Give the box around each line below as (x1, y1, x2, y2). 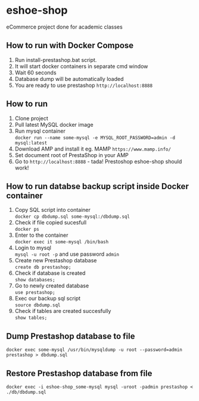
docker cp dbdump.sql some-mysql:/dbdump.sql (14, 214, 130, 220)
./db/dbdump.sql (6, 389, 46, 395)
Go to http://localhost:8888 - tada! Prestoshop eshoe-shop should (14, 158, 182, 165)
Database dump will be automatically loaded (14, 75, 124, 82)
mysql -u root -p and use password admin (14, 250, 119, 258)
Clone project (14, 114, 49, 122)
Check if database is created (14, 270, 86, 277)
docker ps (14, 227, 40, 233)
